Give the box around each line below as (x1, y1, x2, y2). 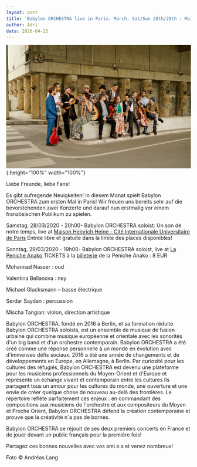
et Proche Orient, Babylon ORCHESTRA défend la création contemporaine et (6, 407, 191, 414)
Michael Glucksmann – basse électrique (6, 286, 103, 293)
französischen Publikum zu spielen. (6, 210, 92, 217)
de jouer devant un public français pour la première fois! (6, 431, 142, 438)
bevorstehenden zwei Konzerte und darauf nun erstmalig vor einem (6, 204, 169, 211)
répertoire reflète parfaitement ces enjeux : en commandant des (6, 395, 161, 402)
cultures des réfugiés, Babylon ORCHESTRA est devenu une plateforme (6, 364, 179, 371)
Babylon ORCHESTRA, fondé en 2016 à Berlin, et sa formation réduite (6, 320, 174, 327)
